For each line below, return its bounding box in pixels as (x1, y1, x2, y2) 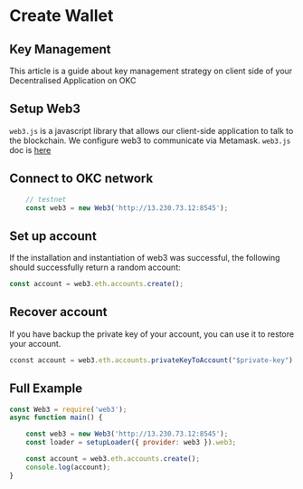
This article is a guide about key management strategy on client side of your (9, 65, 293, 76)
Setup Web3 (9, 101, 81, 117)
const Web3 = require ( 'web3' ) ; (9, 405, 128, 414)
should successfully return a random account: (9, 262, 181, 273)
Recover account (9, 304, 108, 320)
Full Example (9, 381, 83, 397)
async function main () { (9, 413, 103, 422)
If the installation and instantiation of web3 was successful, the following (9, 253, 280, 264)
